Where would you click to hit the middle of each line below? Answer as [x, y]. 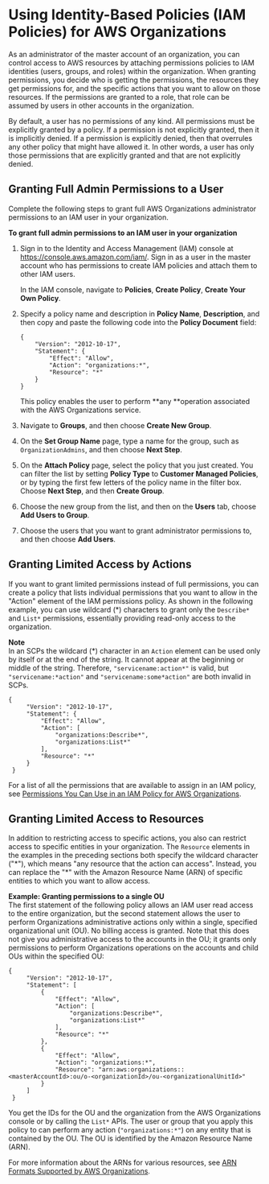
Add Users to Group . [55, 515]
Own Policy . [41, 298]
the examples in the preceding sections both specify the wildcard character [133, 856]
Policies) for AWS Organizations [118, 32]
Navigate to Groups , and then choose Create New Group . [116, 425]
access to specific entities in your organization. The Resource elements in [129, 847]
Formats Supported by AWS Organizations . [79, 1171]
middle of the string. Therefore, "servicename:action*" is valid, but [118, 668]
